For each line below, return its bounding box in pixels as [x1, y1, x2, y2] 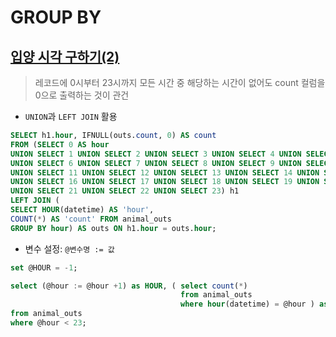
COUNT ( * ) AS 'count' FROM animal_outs [10, 214, 172, 224]
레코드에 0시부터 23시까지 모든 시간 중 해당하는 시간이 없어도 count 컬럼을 [34, 77, 326, 88]
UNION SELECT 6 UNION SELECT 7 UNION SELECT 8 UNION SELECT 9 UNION [10, 158, 302, 168]
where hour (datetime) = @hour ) [180, 299, 315, 310]
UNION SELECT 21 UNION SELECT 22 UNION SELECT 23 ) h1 [10, 186, 240, 196]
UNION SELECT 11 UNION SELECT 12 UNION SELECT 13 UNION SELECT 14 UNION [10, 167, 320, 178]
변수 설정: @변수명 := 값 [24, 242, 115, 255]
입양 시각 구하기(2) [10, 48, 120, 65]
